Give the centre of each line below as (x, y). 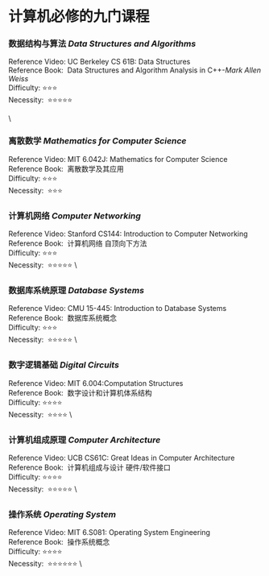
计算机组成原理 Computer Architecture (85, 440)
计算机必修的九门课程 (79, 17)
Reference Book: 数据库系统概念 (63, 318)
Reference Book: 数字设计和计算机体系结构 (81, 392)
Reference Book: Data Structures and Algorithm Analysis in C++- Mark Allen (135, 70)
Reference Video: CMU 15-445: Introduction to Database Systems (118, 309)
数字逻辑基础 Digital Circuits (64, 365)
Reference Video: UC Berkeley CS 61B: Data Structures (99, 62)
